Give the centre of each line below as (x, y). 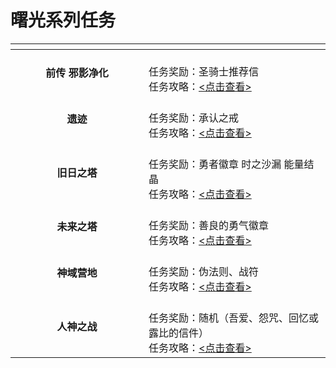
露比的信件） (179, 333)
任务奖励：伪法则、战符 (204, 271)
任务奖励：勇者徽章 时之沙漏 (215, 164)
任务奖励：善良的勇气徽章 (209, 225)
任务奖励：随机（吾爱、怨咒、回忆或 (234, 318)
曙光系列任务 (63, 20)
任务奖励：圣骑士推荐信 (204, 71)
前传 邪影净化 (77, 73)
